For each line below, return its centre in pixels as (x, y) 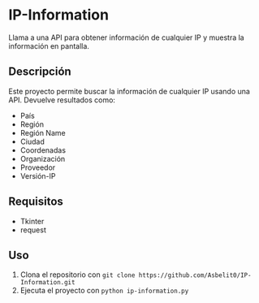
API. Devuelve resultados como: (62, 100)
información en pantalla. (49, 45)
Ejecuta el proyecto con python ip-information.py (104, 291)
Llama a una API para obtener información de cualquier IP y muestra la (127, 37)
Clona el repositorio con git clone (78, 275)
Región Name (43, 132)
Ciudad (32, 141)
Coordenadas (43, 150)
